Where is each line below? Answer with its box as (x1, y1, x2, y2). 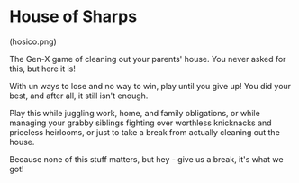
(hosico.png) (9, 36, 57, 47)
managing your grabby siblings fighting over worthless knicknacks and (9, 117, 272, 128)
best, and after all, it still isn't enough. (9, 90, 149, 101)
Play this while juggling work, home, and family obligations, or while (9, 107, 261, 118)
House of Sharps (9, 6, 138, 27)
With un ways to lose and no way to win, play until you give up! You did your (9, 80, 291, 91)
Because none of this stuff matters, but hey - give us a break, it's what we (9, 153, 284, 164)
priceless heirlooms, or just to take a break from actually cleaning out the (9, 126, 281, 137)
